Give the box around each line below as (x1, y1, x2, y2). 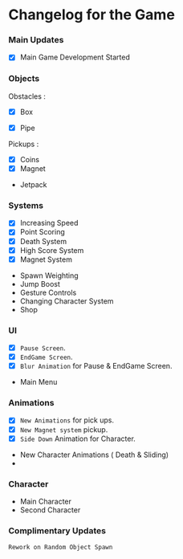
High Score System (19, 245, 84, 255)
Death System (19, 236, 67, 246)
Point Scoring (19, 227, 66, 237)
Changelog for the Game (8, 6, 175, 24)
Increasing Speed (19, 218, 79, 228)
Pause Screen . (19, 343, 66, 353)
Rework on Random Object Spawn (8, 544, 113, 552)
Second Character (19, 504, 81, 515)
